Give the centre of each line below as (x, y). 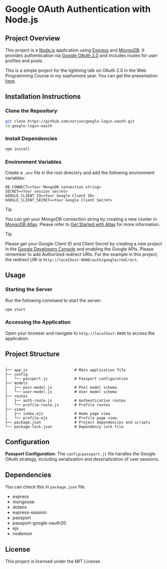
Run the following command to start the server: (54, 300)
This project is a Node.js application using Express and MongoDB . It (75, 50)
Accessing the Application (38, 322)
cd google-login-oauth (29, 126)
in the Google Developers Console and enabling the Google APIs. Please (80, 249)
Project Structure (32, 354)
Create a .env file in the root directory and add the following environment (80, 173)
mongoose (23, 502)
